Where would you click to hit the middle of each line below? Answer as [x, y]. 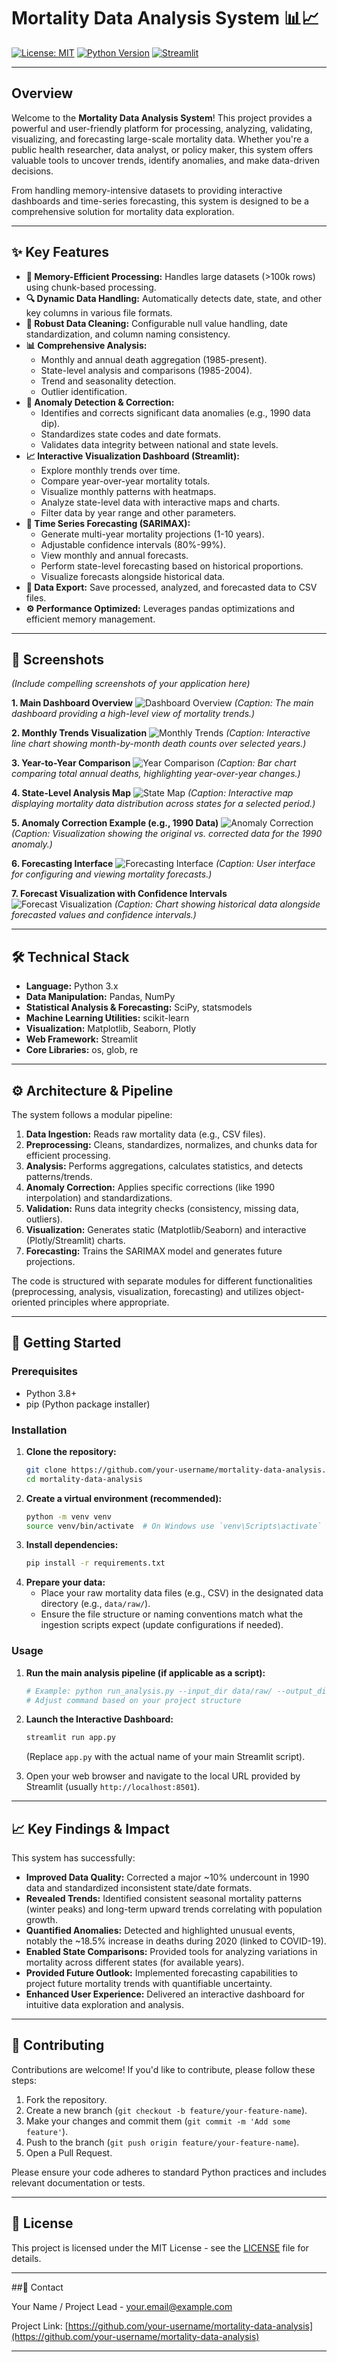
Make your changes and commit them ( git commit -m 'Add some [158, 2121]
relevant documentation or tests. [78, 2182]
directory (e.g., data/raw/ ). [95, 1604]
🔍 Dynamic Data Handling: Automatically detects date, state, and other [174, 298]
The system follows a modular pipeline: [92, 1114]
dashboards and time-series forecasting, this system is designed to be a [160, 201]
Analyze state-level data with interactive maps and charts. [160, 502]
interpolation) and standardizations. [99, 1198]
